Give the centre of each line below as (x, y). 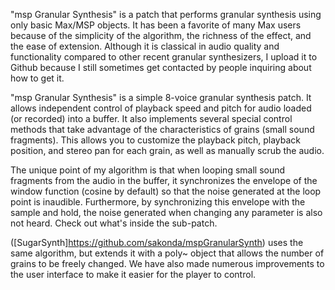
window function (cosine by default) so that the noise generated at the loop (166, 191)
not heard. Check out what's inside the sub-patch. (114, 223)
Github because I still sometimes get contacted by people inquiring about (161, 67)
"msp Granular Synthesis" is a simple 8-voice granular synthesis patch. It (161, 97)
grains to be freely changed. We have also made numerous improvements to (167, 263)
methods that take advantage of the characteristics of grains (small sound (162, 129)
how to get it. (37, 78)
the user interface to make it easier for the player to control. (133, 274)
